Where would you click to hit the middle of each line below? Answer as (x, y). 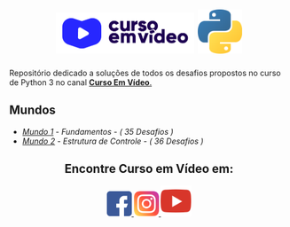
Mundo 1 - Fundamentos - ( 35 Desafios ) (98, 131)
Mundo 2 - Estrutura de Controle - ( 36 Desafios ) (113, 141)
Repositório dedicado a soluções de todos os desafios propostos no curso (145, 73)
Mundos (32, 110)
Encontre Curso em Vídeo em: (149, 169)
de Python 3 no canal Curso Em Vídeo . (81, 82)
